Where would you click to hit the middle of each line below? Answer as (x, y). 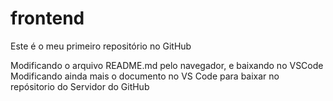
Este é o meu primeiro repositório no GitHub (101, 46)
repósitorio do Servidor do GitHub (80, 86)
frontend (47, 18)
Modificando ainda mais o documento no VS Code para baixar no (145, 76)
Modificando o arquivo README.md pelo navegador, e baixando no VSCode (167, 65)
